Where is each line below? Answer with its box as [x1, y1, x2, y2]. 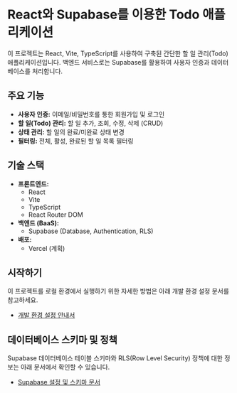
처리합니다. [31, 67, 63, 75]
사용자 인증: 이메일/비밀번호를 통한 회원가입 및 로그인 [17, 109, 165, 118]
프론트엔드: [17, 179, 49, 188]
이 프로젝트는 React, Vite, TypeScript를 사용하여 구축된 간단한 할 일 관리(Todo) [7, 49, 229, 58]
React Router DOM [28, 210, 83, 219]
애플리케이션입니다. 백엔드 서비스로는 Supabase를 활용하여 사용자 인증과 [7, 58, 210, 66]
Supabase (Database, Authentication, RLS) [28, 227, 154, 235]
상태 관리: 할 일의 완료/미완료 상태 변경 [17, 127, 125, 136]
